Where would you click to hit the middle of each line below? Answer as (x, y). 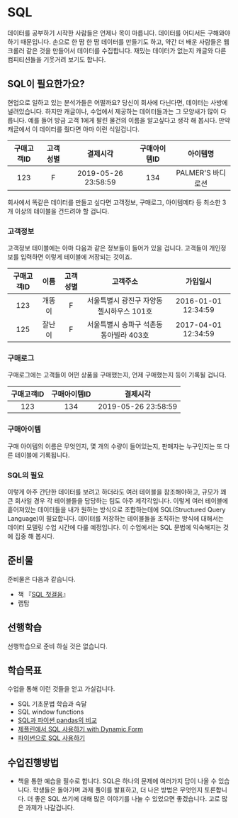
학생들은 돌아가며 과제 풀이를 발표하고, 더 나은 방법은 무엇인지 (118, 790)
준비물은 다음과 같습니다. (41, 579)
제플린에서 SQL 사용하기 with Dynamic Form (80, 729)
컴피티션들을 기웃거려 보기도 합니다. (57, 59)
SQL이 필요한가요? (46, 84)
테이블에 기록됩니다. (42, 455)
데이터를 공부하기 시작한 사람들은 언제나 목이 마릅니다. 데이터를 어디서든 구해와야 (119, 33)
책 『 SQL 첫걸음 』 (43, 594)
